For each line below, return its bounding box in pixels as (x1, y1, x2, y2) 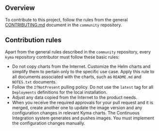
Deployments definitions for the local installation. (12, 89, 108, 95)
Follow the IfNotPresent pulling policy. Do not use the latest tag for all (12, 84, 154, 90)
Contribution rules (5, 36, 62, 44)
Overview (5, 4, 35, 12)
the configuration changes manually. (12, 120, 85, 126)
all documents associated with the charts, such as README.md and (12, 74, 142, 80)
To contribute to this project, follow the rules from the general (5, 16, 128, 22)
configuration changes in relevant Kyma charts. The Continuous (12, 110, 140, 115)
